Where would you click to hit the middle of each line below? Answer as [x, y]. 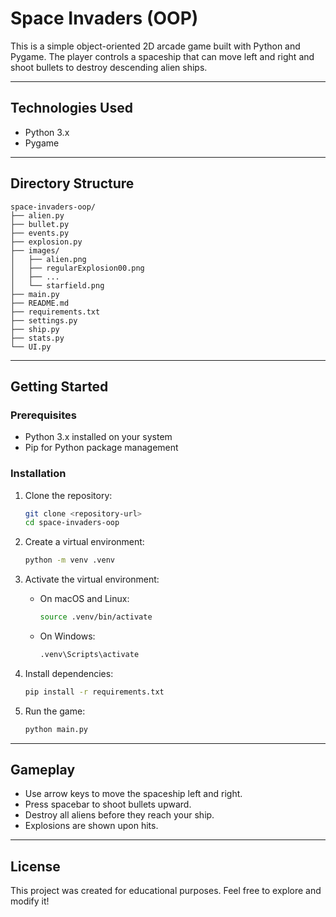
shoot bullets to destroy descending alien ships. [109, 67]
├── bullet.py [40, 224]
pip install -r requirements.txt [94, 692]
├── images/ [35, 250]
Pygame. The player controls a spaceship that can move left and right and [162, 56]
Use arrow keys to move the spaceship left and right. [133, 794]
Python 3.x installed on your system [98, 437]
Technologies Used [71, 108]
